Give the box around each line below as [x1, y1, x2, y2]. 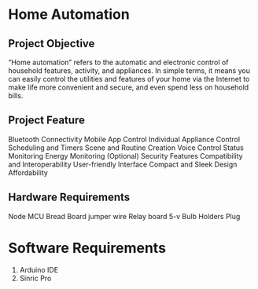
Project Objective [8, 37, 95, 50]
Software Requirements [8, 239, 167, 257]
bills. [8, 91, 24, 100]
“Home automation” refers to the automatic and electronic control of [8, 57, 229, 67]
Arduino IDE [19, 265, 59, 274]
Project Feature [8, 114, 85, 127]
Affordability [8, 167, 49, 177]
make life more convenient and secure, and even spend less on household [8, 82, 249, 92]
